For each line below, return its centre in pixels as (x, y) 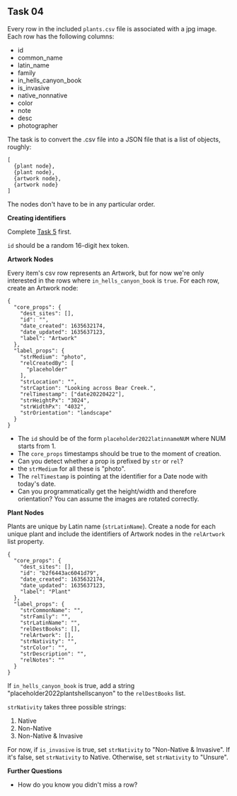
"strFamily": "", (46, 616)
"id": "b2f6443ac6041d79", (60, 573)
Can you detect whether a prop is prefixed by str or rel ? (100, 461)
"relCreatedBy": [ (47, 363)
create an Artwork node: (43, 288)
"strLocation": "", (49, 382)
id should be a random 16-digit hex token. (68, 245)
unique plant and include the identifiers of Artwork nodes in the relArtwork (116, 534)
